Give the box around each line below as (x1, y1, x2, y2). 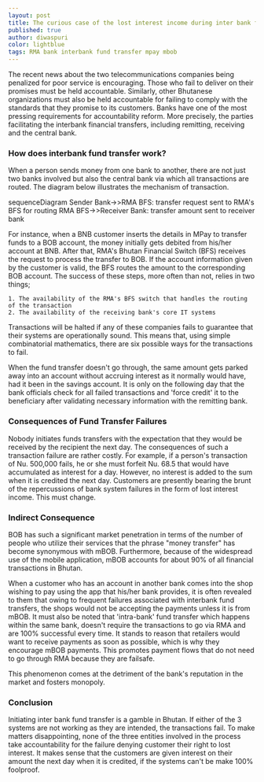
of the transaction (8, 302, 72, 310)
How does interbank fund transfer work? (8, 147, 167, 158)
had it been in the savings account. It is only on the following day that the (8, 379, 245, 389)
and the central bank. (8, 128, 77, 138)
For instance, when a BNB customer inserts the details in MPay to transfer (8, 230, 247, 239)
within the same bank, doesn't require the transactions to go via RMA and (8, 620, 246, 629)
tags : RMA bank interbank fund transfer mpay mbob (8, 48, 178, 56)
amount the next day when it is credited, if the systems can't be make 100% (8, 757, 254, 766)
